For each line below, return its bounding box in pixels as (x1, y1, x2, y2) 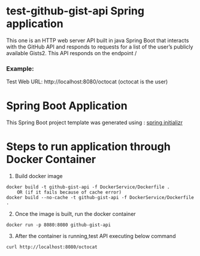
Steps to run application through (6, 140, 171, 153)
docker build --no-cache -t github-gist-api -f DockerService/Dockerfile (6, 195, 195, 201)
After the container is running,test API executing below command (14, 233, 176, 240)
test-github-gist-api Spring (6, 4, 145, 18)
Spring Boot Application (6, 99, 128, 113)
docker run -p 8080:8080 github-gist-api (6, 222, 111, 228)
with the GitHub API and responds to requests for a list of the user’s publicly (6, 43, 193, 50)
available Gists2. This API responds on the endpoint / (6, 49, 137, 56)
